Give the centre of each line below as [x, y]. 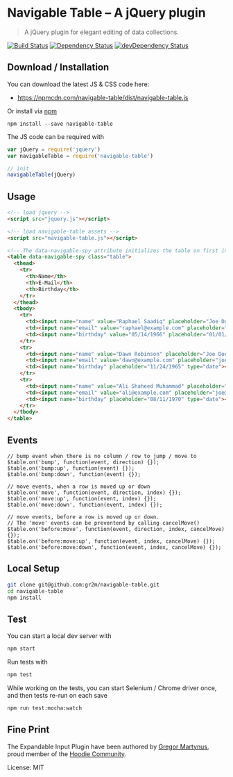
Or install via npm [32, 111]
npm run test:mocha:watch [44, 708]
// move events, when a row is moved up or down [79, 486]
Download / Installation [58, 67]
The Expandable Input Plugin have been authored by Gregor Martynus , [108, 746]
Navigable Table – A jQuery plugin [106, 13]
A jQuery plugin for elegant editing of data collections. [101, 32]
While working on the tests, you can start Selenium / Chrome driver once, [112, 688]
